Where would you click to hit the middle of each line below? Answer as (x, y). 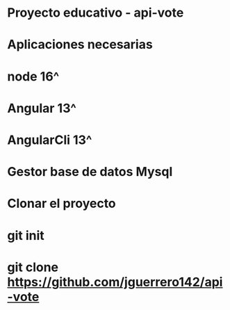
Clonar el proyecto (61, 204)
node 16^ (33, 76)
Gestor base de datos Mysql (90, 172)
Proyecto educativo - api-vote (96, 13)
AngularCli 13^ (50, 140)
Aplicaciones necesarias (80, 45)
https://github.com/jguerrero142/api (115, 282)
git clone (33, 267)
